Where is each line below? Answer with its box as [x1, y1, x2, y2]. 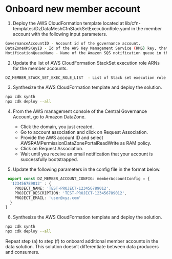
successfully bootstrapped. [20, 156, 78, 163]
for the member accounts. [12, 65, 68, 71]
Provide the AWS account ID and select [20, 134, 103, 141]
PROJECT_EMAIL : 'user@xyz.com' [14, 195, 81, 201]
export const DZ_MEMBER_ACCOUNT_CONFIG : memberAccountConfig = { [7, 176, 150, 182]
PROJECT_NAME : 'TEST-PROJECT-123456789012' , [14, 186, 111, 191]
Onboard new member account [5, 3, 141, 15]
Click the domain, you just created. [20, 124, 94, 130]
